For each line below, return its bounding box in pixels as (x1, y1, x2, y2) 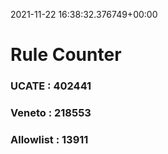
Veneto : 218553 (10, 106, 92, 120)
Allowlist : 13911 (10, 132, 89, 146)
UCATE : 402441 (10, 79, 92, 93)
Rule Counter (10, 44, 122, 66)
